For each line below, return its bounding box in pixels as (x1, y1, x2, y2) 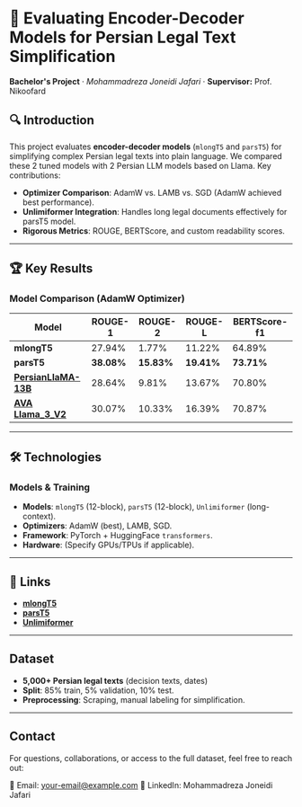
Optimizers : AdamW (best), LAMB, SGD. (22, 520, 173, 531)
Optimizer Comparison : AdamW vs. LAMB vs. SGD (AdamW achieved (22, 187, 282, 198)
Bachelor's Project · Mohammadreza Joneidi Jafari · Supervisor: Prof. (9, 75, 272, 86)
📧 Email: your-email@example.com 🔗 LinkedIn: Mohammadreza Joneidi (9, 779, 273, 790)
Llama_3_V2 (13, 408, 67, 421)
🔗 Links (9, 574, 51, 590)
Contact (9, 729, 56, 744)
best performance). (22, 197, 94, 208)
